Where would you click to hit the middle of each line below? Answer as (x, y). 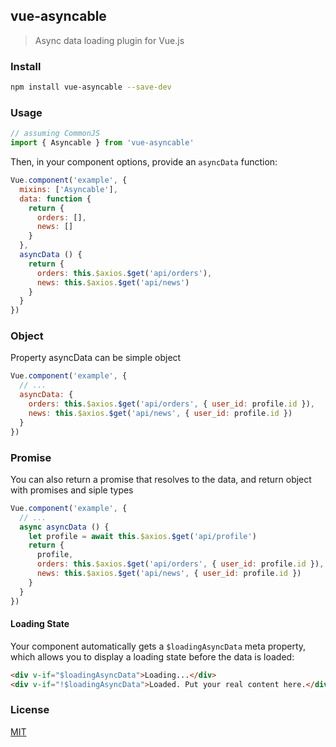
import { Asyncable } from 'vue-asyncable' (102, 143)
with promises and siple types (72, 490)
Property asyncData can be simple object (96, 358)
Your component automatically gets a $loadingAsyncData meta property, (158, 646)
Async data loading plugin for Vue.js (109, 40)
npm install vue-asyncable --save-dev (91, 87)
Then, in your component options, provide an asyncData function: (144, 162)
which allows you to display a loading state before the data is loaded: (152, 656)
